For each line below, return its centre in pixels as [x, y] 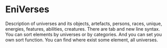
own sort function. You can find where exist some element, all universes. [82, 40]
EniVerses [27, 9]
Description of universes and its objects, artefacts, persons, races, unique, [84, 23]
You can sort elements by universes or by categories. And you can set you [83, 34]
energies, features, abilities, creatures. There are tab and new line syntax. [82, 29]
